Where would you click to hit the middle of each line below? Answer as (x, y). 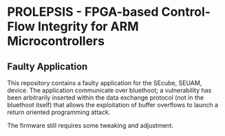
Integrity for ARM (88, 26)
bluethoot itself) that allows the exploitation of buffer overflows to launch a (113, 105)
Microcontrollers (56, 41)
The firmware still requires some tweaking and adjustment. (90, 125)
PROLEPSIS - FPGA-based (83, 12)
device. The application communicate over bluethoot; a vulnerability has (109, 90)
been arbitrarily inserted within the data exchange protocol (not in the (106, 98)
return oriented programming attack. (59, 112)
